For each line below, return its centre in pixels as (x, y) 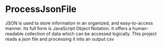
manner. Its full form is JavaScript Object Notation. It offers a (68, 28)
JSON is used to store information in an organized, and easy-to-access (79, 23)
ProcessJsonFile (41, 9)
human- (141, 28)
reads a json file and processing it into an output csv (60, 39)
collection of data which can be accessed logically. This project (91, 33)
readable (14, 33)
